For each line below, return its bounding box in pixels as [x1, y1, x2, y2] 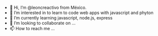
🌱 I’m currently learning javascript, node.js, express [9, 15, 113, 20]
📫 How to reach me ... [9, 26, 55, 31]
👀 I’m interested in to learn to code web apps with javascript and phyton [9, 10, 154, 16]
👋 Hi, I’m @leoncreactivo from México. [9, 5, 87, 10]
